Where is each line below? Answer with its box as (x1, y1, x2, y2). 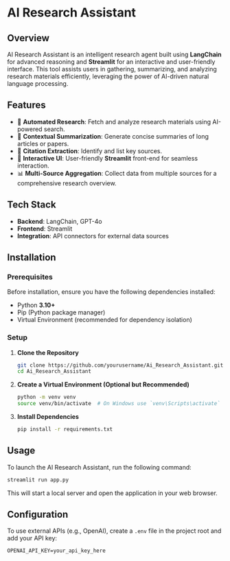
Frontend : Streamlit (16, 225, 73, 233)
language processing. (7, 80, 69, 87)
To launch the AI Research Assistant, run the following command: (7, 463, 192, 471)
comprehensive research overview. (16, 179, 117, 187)
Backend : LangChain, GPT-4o (16, 217, 102, 225)
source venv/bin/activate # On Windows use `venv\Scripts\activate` (16, 400, 221, 407)
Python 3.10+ (16, 301, 56, 310)
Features (7, 100, 46, 111)
